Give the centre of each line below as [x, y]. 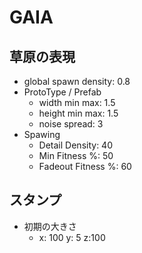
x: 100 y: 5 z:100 [72, 237]
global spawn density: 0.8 [77, 81]
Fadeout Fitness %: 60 [85, 166]
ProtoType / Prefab [62, 92]
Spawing [42, 134]
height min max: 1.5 [78, 113]
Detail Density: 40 [75, 145]
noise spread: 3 [71, 124]
